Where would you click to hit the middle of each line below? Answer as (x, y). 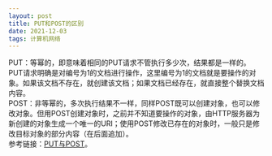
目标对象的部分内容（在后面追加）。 (74, 134)
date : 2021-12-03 (38, 31)
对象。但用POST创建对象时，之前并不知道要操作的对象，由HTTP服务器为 (138, 114)
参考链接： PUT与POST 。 (50, 144)
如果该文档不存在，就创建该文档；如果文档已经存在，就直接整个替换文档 (143, 83)
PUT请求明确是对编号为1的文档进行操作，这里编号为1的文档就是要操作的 (129, 73)
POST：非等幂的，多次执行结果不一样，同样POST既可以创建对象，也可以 (131, 103)
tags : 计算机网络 (35, 39)
